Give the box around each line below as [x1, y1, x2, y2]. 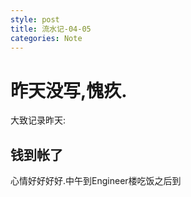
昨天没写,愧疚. [10, 79, 128, 102]
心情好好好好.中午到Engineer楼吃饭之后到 [10, 175, 182, 187]
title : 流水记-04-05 [10, 24, 92, 34]
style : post [10, 14, 60, 25]
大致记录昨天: [10, 114, 67, 126]
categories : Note [10, 33, 83, 43]
